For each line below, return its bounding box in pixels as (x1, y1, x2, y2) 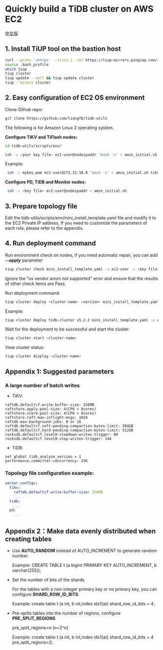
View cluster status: (5, 345, 45, 350)
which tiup (5, 67, 27, 71)
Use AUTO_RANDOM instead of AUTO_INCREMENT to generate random (12, 548, 157, 553)
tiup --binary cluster (5, 80, 51, 85)
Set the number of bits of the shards (12, 577, 85, 583)
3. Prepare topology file (5, 202, 78, 210)
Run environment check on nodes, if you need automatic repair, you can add (5, 252, 158, 258)
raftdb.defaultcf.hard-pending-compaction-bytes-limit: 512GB (5, 428, 133, 433)
